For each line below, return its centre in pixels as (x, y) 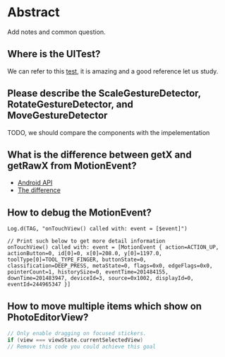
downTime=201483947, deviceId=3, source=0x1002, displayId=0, (101, 279)
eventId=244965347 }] (39, 285)
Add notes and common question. (56, 32)
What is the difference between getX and (99, 154)
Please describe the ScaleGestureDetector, (104, 94)
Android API (35, 183)
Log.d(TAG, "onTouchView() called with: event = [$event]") (98, 229)
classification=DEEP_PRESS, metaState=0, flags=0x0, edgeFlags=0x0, (110, 266)
